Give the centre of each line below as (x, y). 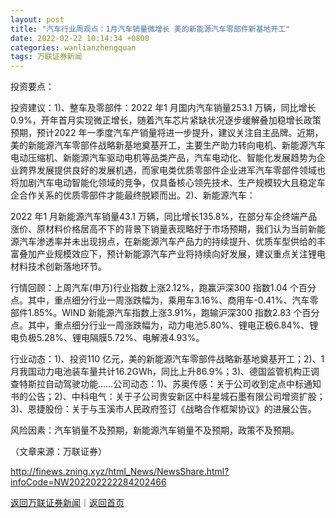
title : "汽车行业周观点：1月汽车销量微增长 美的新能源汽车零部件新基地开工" (150, 29)
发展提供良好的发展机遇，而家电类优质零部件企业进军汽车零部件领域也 (181, 170)
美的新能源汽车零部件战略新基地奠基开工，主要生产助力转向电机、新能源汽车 (168, 145)
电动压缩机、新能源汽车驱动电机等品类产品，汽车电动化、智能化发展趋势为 (163, 158)
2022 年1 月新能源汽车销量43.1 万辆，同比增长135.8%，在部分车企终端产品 (164, 217)
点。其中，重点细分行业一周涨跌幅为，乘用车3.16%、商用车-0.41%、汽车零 (164, 300)
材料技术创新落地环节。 (58, 267)
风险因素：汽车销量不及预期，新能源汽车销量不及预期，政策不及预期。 (155, 430)
